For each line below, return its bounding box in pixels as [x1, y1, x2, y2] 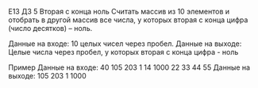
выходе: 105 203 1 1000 [8, 71, 87, 80]
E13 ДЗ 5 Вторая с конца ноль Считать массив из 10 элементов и [8, 7, 230, 16]
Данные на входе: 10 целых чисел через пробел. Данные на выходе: [8, 39, 242, 48]
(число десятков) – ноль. [8, 24, 93, 33]
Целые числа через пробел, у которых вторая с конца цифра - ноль [8, 48, 239, 56]
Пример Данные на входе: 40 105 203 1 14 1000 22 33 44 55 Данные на [8, 63, 251, 72]
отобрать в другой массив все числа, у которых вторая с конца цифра [8, 15, 248, 25]
